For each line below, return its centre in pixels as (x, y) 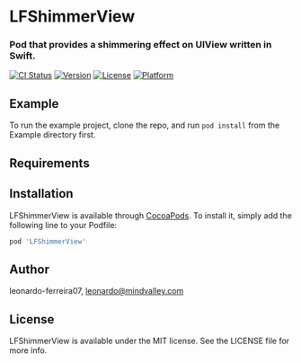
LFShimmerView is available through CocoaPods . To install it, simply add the (150, 215)
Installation (41, 194)
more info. (28, 350)
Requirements (49, 163)
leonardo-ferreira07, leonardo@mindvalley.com (97, 291)
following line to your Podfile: (63, 225)
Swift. (22, 56)
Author (29, 269)
